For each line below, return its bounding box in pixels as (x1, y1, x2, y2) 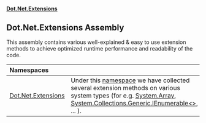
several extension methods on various (70, 84, 181, 93)
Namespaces (9, 66, 49, 74)
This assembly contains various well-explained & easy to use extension (6, 38, 186, 46)
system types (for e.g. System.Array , (70, 91, 177, 100)
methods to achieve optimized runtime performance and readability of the (6, 45, 193, 52)
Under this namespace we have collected (70, 76, 190, 85)
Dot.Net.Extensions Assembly (6, 22, 124, 33)
